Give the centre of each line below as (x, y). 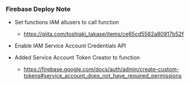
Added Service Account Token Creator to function (77, 58)
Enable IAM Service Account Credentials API (70, 46)
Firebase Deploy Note (38, 9)
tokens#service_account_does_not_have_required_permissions (103, 76)
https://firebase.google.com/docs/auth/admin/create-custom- (101, 69)
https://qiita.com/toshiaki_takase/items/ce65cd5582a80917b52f (104, 34)
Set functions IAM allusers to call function (67, 22)
